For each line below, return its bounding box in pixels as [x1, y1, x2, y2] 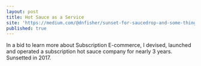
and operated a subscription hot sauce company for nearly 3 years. [6, 48, 172, 55]
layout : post [6, 8, 39, 15]
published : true [6, 25, 47, 32]
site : [6, 20, 20, 26]
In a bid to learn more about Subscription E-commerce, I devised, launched [6, 42, 191, 49]
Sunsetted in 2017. [6, 54, 51, 61]
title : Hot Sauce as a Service [6, 14, 84, 20]
